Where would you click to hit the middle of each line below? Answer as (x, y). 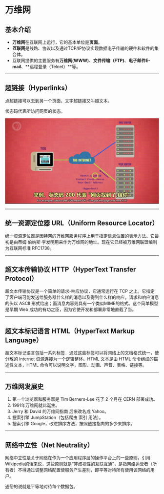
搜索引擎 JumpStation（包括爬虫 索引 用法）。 (58, 417)
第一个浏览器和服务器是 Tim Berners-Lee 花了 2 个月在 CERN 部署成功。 (85, 399)
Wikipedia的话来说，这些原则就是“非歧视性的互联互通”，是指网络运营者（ (79, 464)
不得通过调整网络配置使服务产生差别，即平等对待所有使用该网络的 (84, 470)
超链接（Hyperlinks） (38, 88)
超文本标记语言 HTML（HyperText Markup (70, 331)
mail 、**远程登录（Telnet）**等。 (46, 67)
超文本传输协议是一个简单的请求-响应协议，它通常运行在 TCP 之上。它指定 (80, 291)
